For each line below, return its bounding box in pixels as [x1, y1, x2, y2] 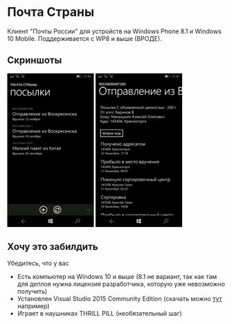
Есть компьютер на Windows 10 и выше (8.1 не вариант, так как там [17, 273, 217, 281]
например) [17, 302, 50, 310]
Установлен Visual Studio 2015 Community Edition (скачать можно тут [17, 295, 222, 303]
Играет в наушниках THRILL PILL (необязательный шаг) [17, 309, 182, 318]
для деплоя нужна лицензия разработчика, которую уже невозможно [17, 280, 225, 288]
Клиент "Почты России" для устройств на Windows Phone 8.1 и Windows [7, 27, 222, 35]
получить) [17, 287, 47, 296]
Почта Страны [7, 4, 95, 20]
